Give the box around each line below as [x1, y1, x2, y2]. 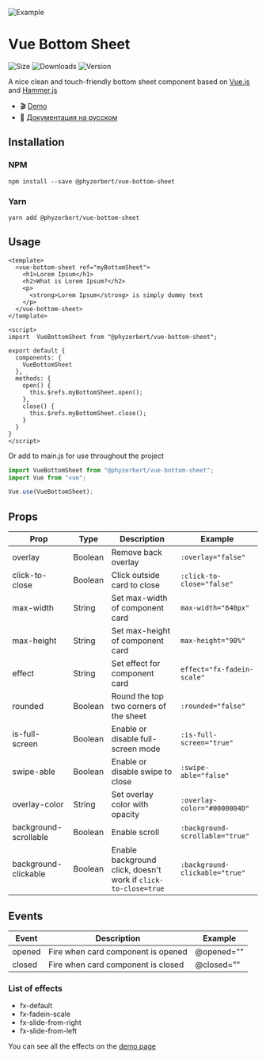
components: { [15, 353, 62, 361]
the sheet [111, 710, 146, 722]
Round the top [111, 691, 165, 702]
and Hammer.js [8, 85, 58, 94]
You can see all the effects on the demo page [8, 1042, 157, 1051]
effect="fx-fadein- [180, 665, 254, 674]
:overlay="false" [180, 553, 246, 562]
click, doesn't [111, 865, 161, 876]
